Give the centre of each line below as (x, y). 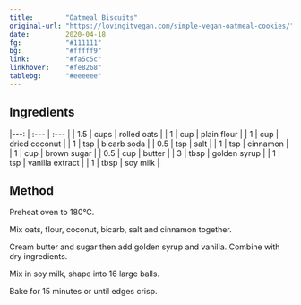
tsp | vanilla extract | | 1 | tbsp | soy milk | (85, 162)
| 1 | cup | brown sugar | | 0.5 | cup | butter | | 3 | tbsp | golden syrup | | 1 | (145, 152)
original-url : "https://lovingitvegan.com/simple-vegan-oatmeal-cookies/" (152, 26)
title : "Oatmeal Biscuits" (74, 17)
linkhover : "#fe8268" (56, 68)
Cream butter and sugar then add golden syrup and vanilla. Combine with (145, 247)
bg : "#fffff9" (56, 51)
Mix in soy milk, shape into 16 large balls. (84, 274)
